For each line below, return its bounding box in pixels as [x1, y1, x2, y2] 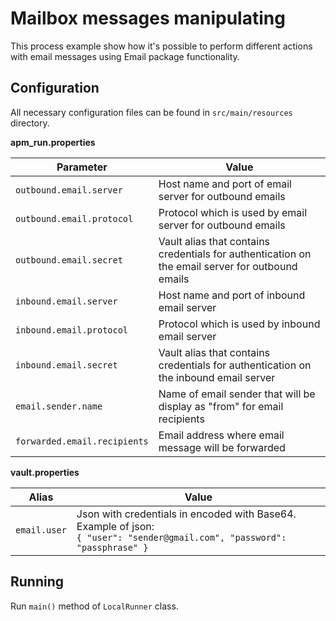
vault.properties [10, 466, 80, 478]
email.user [15, 524, 67, 536]
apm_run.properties [10, 136, 96, 148]
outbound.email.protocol [15, 213, 134, 224]
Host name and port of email [158, 177, 292, 191]
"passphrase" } [76, 542, 149, 553]
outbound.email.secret [15, 254, 123, 266]
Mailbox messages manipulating [10, 7, 286, 30]
